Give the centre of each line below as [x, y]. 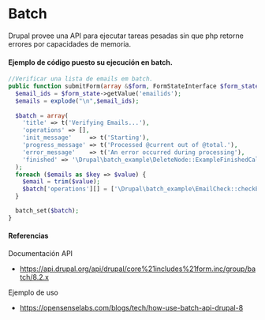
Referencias [28, 236]
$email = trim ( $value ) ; [62, 182]
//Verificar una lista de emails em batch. [81, 79]
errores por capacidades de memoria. [70, 43]
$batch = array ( [42, 115]
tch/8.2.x [34, 277]
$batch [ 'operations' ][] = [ [68, 189]
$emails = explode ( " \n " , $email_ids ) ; [77, 101]
